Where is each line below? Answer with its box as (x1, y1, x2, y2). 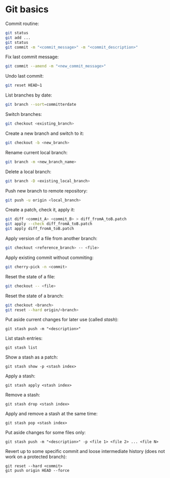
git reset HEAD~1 (5, 83, 42, 88)
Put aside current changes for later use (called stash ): (5, 317, 119, 323)
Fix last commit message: (5, 54, 59, 60)
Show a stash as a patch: (5, 354, 58, 361)
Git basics (5, 4, 49, 15)
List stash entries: (5, 336, 43, 342)
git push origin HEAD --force (5, 468, 70, 473)
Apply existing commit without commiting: (5, 254, 94, 260)
